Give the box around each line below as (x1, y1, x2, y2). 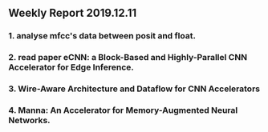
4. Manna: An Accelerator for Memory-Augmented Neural (8, 105, 238, 116)
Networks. (8, 115, 51, 126)
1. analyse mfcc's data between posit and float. (8, 30, 197, 42)
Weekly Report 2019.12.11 (8, 6, 137, 20)
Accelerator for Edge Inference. (8, 62, 134, 73)
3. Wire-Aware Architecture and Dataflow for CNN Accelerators (8, 83, 261, 94)
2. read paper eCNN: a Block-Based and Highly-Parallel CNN (8, 52, 247, 63)
